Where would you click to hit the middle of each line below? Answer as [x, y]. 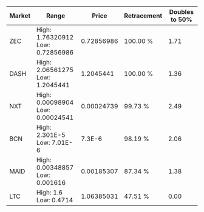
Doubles [182, 12]
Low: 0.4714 [55, 200]
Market [20, 16]
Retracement [143, 16]
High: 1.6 [49, 192]
